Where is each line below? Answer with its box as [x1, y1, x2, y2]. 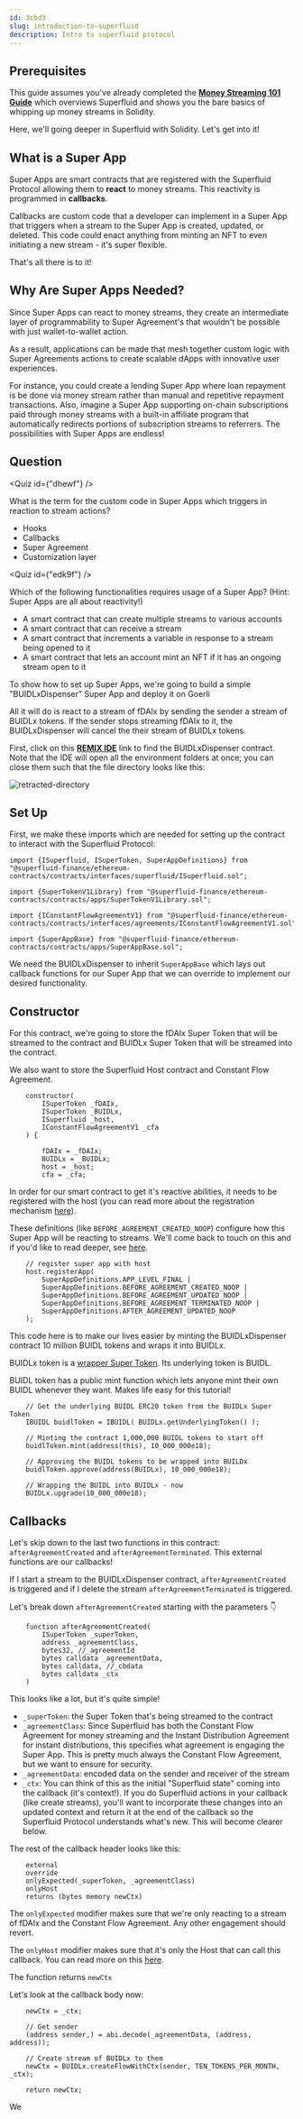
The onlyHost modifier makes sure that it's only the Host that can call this [9, 1945, 281, 1956]
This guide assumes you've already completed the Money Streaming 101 [9, 87, 281, 98]
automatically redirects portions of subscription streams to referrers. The [9, 418, 280, 429]
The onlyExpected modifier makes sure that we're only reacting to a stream [9, 1908, 287, 1919]
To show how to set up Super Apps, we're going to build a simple [9, 678, 251, 690]
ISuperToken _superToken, [41, 1630, 140, 1639]
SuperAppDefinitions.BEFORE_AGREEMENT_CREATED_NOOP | [41, 1283, 248, 1292]
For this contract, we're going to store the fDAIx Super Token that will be [9, 1028, 278, 1039]
